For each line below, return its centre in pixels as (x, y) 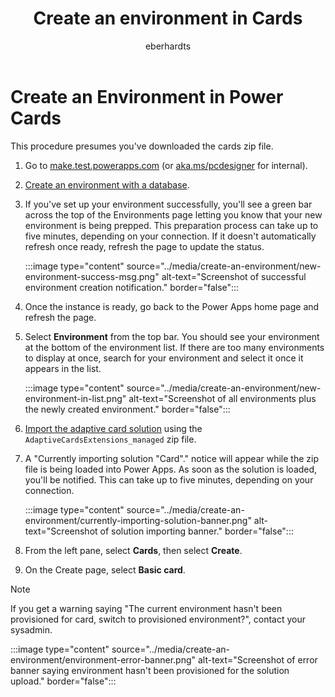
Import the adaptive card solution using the (113, 428)
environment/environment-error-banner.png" (103, 659)
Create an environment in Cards (168, 18)
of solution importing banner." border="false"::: (196, 531)
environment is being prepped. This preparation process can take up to (171, 225)
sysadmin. (31, 629)
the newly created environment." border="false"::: (127, 409)
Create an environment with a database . (107, 184)
